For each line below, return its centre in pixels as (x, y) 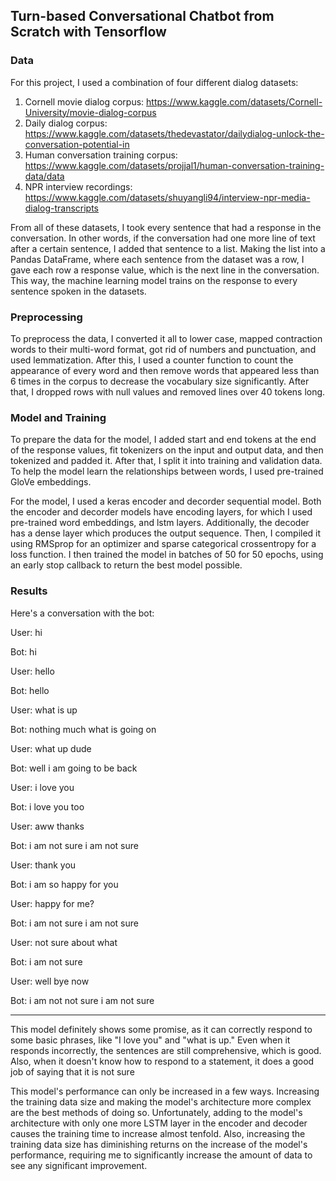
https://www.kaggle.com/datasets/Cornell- (234, 101)
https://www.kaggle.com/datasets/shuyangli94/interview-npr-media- (167, 197)
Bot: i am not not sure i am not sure (82, 1000)
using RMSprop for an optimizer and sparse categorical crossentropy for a (163, 544)
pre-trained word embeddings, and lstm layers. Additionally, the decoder (160, 523)
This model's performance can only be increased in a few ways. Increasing (165, 1091)
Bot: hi (23, 651)
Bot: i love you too (47, 806)
